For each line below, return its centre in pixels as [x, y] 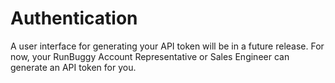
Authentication [74, 18]
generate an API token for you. [73, 67]
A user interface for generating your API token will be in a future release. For [167, 46]
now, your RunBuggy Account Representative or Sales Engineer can [150, 56]
